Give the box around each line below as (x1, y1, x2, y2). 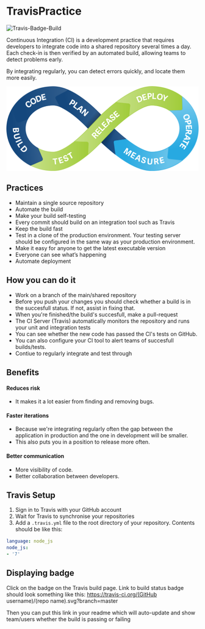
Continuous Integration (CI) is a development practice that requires (6, 36, 174, 43)
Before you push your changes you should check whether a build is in (15, 298, 191, 305)
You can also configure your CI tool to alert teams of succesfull (15, 337, 174, 344)
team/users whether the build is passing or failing (6, 615, 131, 623)
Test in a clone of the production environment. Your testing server (15, 231, 181, 239)
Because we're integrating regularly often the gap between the (15, 425, 173, 433)
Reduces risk (6, 384, 41, 392)
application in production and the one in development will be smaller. (15, 432, 189, 439)
